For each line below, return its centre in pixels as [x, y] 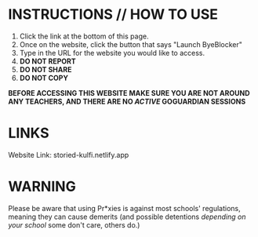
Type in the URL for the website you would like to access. [112, 53]
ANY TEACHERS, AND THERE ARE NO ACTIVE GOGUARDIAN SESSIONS [127, 101]
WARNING [42, 187]
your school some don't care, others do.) [74, 224]
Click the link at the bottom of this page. [84, 36]
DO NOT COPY [44, 78]
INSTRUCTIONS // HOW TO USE [113, 15]
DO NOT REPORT [47, 61]
